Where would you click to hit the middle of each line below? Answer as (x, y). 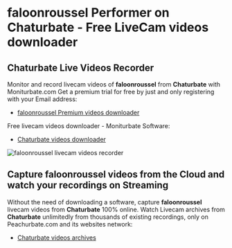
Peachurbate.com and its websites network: (70, 224)
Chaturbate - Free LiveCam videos (108, 27)
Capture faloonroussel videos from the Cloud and (116, 175)
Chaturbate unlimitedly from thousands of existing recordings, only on (108, 217)
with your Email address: (42, 99)
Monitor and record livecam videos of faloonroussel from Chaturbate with (114, 84)
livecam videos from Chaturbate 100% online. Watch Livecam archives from (116, 209)
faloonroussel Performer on (88, 13)
